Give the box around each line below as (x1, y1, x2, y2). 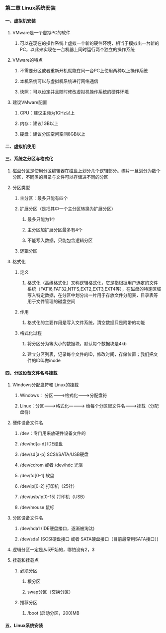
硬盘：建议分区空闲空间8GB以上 (19, 131, 85, 137)
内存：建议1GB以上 (19, 120, 59, 126)
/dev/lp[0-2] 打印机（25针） (19, 483, 78, 489)
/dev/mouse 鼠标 (19, 504, 55, 511)
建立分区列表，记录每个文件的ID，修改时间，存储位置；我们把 (27, 351, 154, 357)
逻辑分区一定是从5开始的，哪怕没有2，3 (12, 546, 95, 553)
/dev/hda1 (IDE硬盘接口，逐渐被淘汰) (19, 526, 95, 531)
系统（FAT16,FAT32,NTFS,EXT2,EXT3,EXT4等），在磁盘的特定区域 (27, 286, 162, 292)
